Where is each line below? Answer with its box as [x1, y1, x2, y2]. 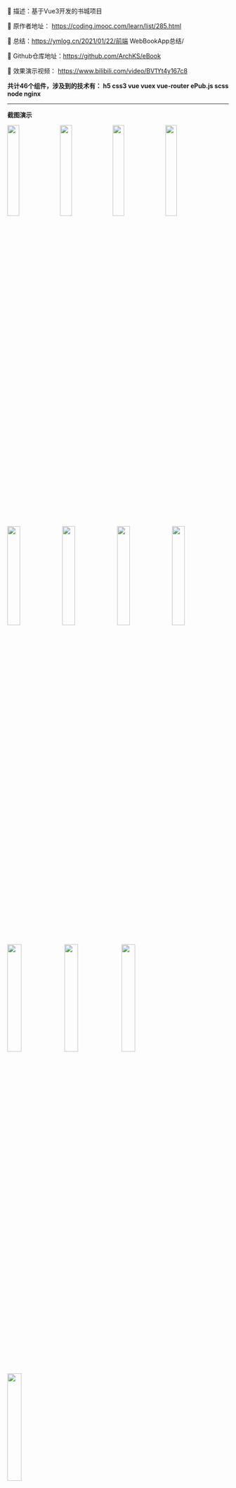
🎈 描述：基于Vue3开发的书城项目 [7, 7, 103, 15]
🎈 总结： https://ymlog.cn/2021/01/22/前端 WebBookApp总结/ [7, 37, 185, 45]
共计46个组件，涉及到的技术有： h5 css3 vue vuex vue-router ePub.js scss [7, 82, 229, 90]
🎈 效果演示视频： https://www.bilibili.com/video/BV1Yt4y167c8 [7, 67, 188, 75]
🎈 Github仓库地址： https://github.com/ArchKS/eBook [7, 52, 162, 60]
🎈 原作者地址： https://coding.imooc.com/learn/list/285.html [7, 22, 181, 30]
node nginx [7, 89, 41, 98]
